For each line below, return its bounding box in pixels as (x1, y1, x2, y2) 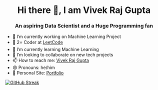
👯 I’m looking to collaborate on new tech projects (12, 52, 113, 58)
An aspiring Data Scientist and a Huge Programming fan (14, 22, 153, 29)
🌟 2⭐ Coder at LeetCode (12, 39, 63, 45)
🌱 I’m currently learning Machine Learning (12, 46, 99, 52)
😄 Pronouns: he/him (12, 64, 55, 70)
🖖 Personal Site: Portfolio (12, 70, 64, 76)
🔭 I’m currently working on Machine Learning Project (12, 33, 121, 39)
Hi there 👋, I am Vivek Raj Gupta (17, 4, 151, 16)
